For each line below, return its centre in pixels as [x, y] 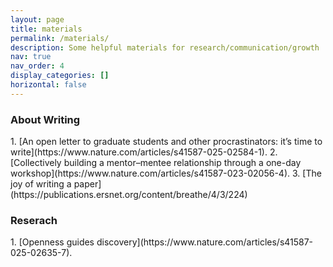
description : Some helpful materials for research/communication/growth [165, 47]
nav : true [31, 57]
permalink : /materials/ [60, 38]
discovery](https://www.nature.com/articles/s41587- [205, 242]
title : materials [46, 29]
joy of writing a [41, 184]
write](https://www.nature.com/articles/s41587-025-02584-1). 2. [144, 152]
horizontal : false [48, 85]
